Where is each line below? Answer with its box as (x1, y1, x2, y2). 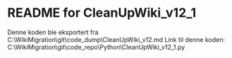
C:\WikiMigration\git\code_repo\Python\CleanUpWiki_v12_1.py (7, 43, 185, 51)
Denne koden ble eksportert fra (7, 28, 99, 36)
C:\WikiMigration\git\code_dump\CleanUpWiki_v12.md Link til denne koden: (7, 35, 226, 43)
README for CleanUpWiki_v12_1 (7, 5, 197, 21)
